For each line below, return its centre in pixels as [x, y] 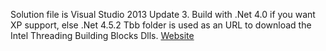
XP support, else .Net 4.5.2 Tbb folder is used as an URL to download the [161, 25]
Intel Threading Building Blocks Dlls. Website [102, 35]
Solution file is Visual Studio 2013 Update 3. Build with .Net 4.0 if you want [163, 14]
